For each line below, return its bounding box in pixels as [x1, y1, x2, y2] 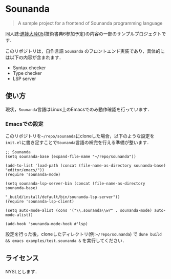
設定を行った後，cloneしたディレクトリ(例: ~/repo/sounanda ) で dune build [5, 231, 162, 237]
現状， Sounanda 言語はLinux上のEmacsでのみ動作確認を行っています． [5, 106, 152, 112]
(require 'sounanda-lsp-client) [5, 199, 74, 204]
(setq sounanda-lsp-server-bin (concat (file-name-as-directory [5, 181, 145, 186]
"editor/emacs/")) [5, 168, 45, 173]
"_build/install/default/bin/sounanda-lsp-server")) [5, 194, 120, 200]
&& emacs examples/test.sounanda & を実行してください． [5, 237, 127, 244]
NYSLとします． [5, 268, 40, 274]
